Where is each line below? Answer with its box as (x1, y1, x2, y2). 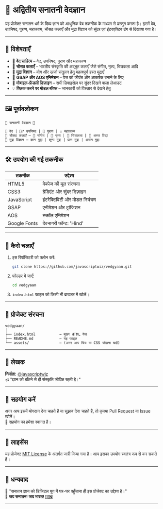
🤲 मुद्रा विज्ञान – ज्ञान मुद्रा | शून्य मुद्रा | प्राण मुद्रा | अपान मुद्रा (5, 137, 99, 142)
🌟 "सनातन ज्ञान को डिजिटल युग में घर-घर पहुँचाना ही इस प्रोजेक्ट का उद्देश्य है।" (5, 488, 127, 494)
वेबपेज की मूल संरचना (42, 181, 80, 187)
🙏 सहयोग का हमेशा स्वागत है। (5, 419, 51, 425)
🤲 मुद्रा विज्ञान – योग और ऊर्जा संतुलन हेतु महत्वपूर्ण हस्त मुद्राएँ (12, 69, 104, 75)
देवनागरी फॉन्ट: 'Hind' (42, 220, 84, 227)
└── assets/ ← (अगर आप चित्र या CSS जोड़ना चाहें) (5, 340, 120, 345)
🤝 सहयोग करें (5, 395, 36, 404)
